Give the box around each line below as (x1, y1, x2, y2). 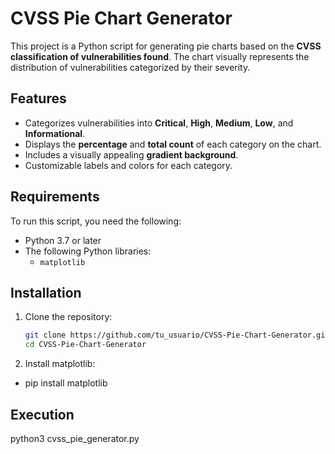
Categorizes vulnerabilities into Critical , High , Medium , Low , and (24, 117, 294, 129)
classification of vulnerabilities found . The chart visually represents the (10, 50, 310, 62)
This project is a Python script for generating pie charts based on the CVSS (10, 40, 322, 52)
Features (10, 90, 67, 107)
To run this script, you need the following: (10, 215, 182, 227)
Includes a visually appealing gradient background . (24, 148, 239, 161)
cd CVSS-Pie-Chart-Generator (24, 340, 147, 350)
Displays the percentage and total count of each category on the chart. (24, 138, 322, 150)
